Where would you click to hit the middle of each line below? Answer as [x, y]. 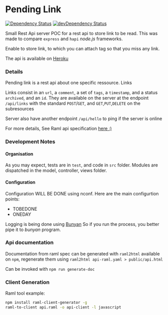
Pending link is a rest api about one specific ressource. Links [69, 83]
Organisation [19, 154]
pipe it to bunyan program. [33, 230]
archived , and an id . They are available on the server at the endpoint [77, 98]
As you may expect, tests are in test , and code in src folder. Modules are [82, 165]
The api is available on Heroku [37, 58]
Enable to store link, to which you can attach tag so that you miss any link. [82, 48]
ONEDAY [22, 214]
